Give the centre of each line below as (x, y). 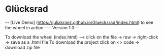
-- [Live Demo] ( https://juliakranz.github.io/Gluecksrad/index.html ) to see (79, 22)
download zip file (23, 47)
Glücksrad (27, 9)
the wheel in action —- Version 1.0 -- (42, 27)
